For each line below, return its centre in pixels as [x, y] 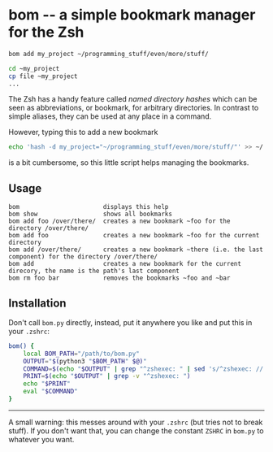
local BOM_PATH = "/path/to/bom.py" [81, 354]
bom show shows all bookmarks [91, 214]
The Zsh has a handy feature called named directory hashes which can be [133, 99]
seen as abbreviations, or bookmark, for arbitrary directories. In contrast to [134, 108]
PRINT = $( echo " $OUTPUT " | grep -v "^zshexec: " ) [107, 376]
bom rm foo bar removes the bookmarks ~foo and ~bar [119, 278]
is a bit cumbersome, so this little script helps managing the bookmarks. [129, 163]
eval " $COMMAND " [51, 392]
